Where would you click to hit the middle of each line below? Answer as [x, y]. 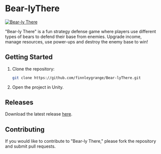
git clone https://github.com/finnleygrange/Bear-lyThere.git [76, 78]
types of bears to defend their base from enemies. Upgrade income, [73, 37]
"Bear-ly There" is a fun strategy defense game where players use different [81, 31]
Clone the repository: [33, 69]
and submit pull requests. [30, 146]
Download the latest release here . [39, 114]
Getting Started [29, 57]
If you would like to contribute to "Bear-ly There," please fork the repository [81, 141]
